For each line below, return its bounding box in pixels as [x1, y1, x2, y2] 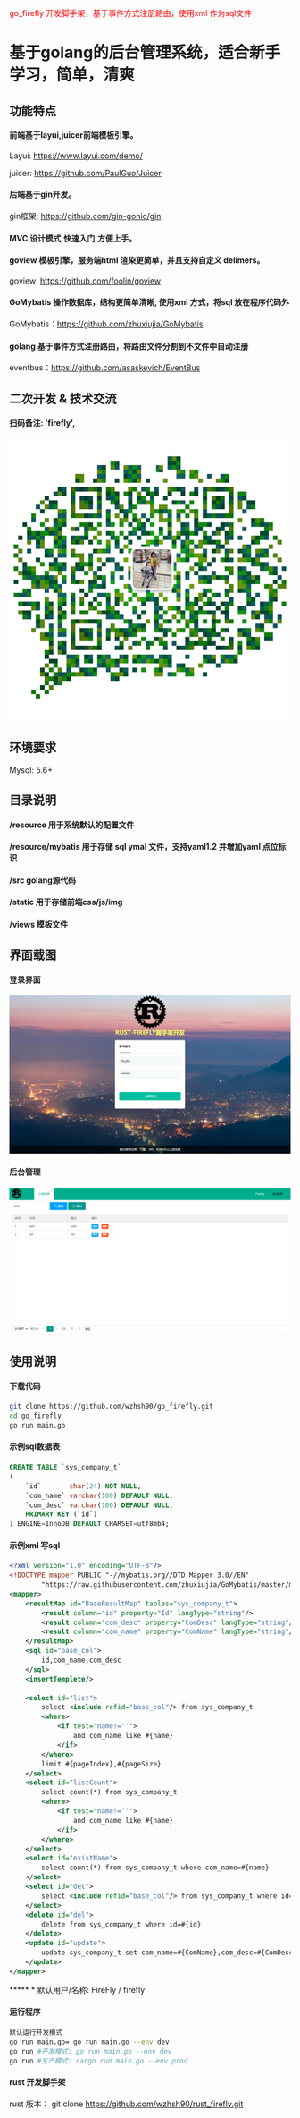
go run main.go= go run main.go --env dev [9, 2038, 170, 2046]
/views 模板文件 [9, 919, 69, 929]
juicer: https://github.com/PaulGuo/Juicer [9, 167, 162, 178]
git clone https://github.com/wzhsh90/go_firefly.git [9, 1402, 214, 1411]
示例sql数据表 [9, 1441, 61, 1452]
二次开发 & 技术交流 [9, 391, 118, 406]
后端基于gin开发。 [9, 189, 77, 199]
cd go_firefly [9, 1411, 62, 1420]
